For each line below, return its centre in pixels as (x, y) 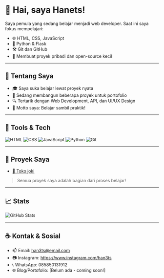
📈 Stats (17, 201)
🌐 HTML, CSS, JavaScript (38, 38)
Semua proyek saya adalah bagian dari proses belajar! (72, 181)
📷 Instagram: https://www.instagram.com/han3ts (62, 258)
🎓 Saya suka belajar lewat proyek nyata (53, 88)
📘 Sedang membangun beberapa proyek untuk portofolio (69, 95)
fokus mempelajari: (24, 28)
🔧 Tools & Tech (28, 128)
